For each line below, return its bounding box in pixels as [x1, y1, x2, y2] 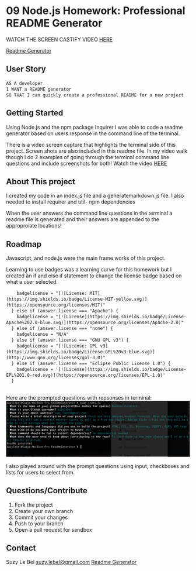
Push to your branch [14, 520, 64, 527]
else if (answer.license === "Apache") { [16, 308, 118, 314]
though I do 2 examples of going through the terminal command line [6, 153, 170, 160]
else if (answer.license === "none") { [16, 326, 114, 332]
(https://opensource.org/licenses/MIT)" [6, 302, 106, 308]
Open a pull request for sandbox [14, 526, 92, 533]
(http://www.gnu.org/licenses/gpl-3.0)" [6, 355, 106, 361]
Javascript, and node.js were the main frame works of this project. [6, 254, 166, 262]
